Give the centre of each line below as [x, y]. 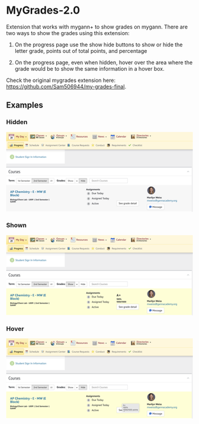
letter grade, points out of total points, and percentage [81, 50]
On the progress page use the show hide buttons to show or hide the [99, 45]
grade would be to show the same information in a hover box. [89, 68]
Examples [25, 105]
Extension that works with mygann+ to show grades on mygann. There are [97, 27]
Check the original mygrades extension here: [61, 80]
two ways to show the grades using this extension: [68, 33]
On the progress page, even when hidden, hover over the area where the [104, 62]
